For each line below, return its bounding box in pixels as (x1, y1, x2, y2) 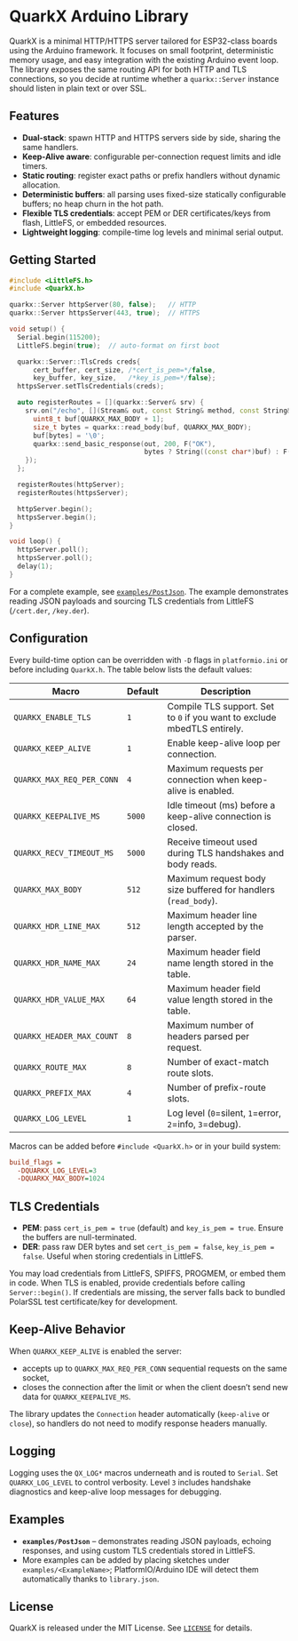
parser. (167, 931, 198, 943)
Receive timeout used (167, 836, 258, 848)
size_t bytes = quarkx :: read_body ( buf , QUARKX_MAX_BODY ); (32, 422, 252, 432)
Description (200, 684, 251, 697)
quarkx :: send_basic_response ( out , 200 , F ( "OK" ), (32, 439, 216, 448)
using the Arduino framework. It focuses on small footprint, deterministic (9, 44, 275, 55)
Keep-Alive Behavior (9, 1322, 126, 1337)
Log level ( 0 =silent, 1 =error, (167, 1107, 282, 1119)
